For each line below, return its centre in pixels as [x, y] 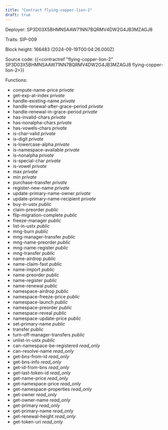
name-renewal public [35, 286]
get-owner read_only [35, 394]
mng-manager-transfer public [44, 236]
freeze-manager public [37, 220]
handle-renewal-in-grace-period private [55, 112]
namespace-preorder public [42, 307]
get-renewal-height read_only [44, 416]
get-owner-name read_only [41, 400]
